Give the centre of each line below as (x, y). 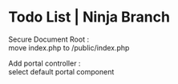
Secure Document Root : (49, 39)
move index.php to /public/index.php (69, 47)
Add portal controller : (44, 63)
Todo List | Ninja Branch (89, 17)
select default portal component (61, 71)
